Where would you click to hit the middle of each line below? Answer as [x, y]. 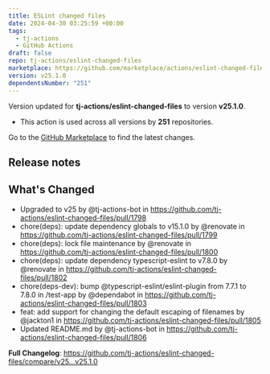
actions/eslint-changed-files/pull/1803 [83, 303]
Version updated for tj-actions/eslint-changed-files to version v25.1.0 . [127, 106]
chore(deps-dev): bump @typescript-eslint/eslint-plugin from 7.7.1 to [133, 286]
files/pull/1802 [43, 277]
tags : [17, 31]
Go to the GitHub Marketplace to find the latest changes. [102, 137]
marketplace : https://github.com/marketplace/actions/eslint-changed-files [138, 68]
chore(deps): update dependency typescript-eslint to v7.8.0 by [124, 260]
